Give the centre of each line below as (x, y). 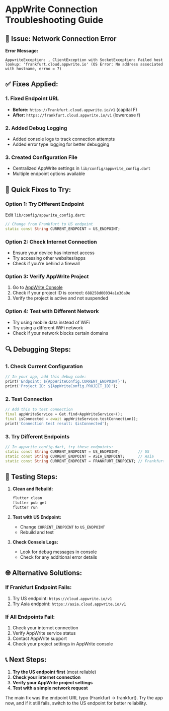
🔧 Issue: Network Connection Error (61, 39)
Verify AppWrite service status (44, 633)
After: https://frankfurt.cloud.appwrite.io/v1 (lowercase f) (76, 115)
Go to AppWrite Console (37, 287)
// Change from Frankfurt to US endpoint (49, 224)
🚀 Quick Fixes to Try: (38, 189)
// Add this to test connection (39, 409)
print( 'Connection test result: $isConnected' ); (57, 424)
